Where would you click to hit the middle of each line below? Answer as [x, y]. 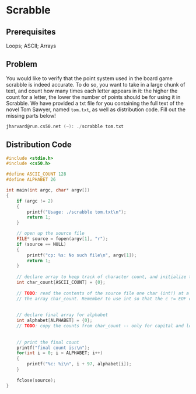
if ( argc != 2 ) [35, 201]
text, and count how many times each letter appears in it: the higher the [92, 91]
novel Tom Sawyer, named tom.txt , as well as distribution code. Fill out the [96, 109]
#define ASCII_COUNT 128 [36, 174]
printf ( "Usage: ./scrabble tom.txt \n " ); [77, 212]
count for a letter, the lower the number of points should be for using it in [93, 97]
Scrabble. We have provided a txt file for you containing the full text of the [95, 103]
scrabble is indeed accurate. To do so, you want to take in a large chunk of [96, 84]
